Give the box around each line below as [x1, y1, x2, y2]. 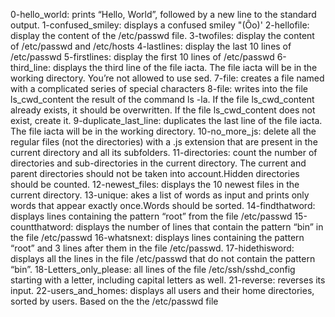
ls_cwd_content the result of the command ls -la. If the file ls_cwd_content [10, 94, 315, 105]
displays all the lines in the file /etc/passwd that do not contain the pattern [10, 253, 316, 264]
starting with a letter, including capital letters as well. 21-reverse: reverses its [10, 274, 326, 286]
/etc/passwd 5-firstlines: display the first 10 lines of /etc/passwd [10, 51, 275, 63]
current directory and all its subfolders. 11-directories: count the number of [10, 147, 318, 158]
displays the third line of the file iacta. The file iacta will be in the [52, 62, 318, 73]
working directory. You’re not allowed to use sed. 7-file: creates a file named [10, 72, 325, 84]
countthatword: [10, 221, 74, 233]
